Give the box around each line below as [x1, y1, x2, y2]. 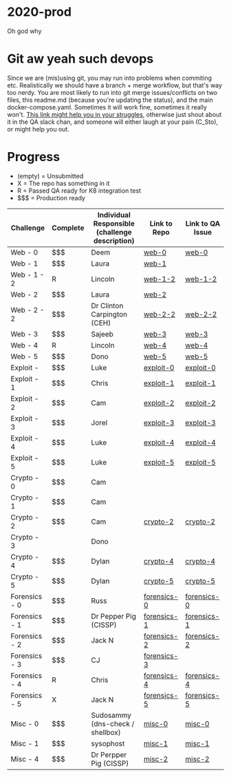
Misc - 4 [10, 754, 39, 764]
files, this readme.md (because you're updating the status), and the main [7, 96, 213, 104]
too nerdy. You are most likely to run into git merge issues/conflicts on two [7, 88, 218, 96]
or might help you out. [7, 125, 70, 133]
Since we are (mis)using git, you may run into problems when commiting [7, 74, 212, 82]
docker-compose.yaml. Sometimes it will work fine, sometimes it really [7, 103, 208, 111]
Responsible [93, 218, 135, 228]
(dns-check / [91, 719, 135, 728]
